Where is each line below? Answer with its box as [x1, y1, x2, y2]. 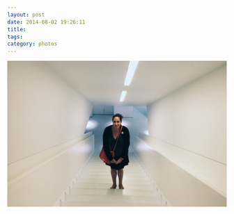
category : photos [7, 40, 58, 48]
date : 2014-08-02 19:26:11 [7, 18, 86, 26]
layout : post [7, 11, 45, 18]
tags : [7, 33, 23, 40]
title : [7, 26, 26, 33]
